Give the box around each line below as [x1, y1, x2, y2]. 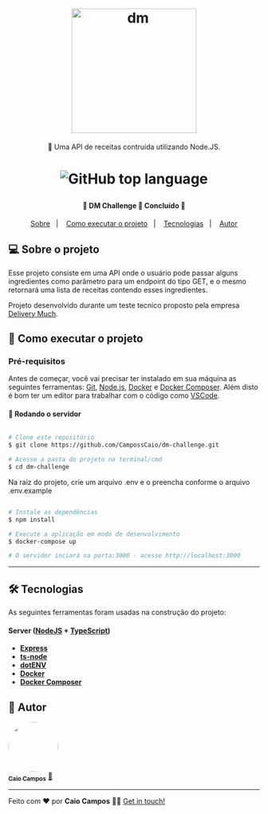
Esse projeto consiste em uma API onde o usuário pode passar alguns [8, 268, 238, 277]
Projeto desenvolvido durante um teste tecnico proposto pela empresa [8, 300, 240, 310]
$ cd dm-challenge [8, 463, 69, 471]
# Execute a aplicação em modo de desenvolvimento [8, 530, 180, 538]
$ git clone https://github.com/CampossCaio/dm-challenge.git [8, 441, 219, 450]
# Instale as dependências [8, 508, 98, 516]
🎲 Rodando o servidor [8, 409, 81, 419]
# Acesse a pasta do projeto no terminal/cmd [8, 455, 162, 464]
